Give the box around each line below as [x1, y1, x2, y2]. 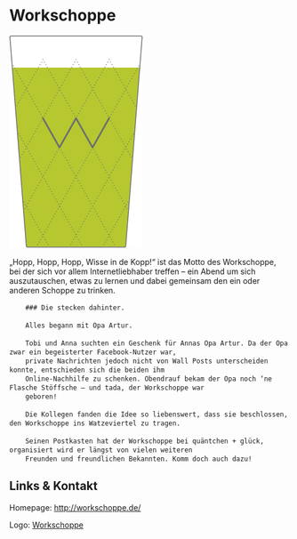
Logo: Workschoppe [9, 519, 84, 530]
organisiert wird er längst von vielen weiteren [9, 446, 193, 455]
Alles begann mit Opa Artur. [25, 321, 133, 330]
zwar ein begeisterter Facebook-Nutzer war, [9, 348, 177, 357]
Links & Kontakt [9, 479, 98, 494]
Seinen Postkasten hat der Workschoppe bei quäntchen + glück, [25, 437, 265, 446]
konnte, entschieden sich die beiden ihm [9, 366, 165, 374]
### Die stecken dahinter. [25, 303, 125, 312]
